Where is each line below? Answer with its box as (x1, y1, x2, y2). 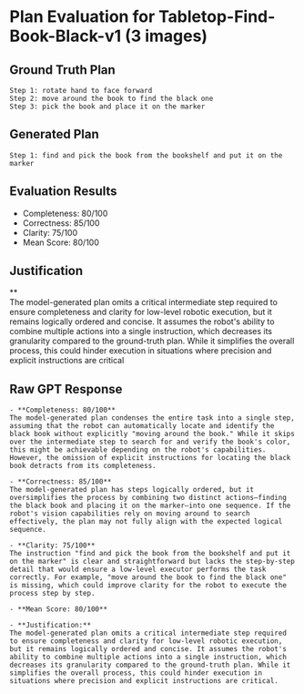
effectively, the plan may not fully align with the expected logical (9, 517, 283, 526)
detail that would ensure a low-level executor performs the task (9, 565, 267, 575)
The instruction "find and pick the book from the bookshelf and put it (9, 549, 291, 558)
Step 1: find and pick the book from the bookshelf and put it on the (9, 150, 283, 160)
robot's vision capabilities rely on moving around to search (9, 509, 250, 518)
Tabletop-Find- (157, 6, 276, 27)
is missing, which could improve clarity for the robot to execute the (9, 581, 287, 590)
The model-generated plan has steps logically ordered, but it (9, 485, 255, 495)
